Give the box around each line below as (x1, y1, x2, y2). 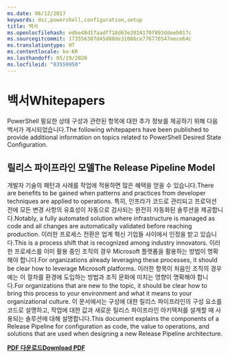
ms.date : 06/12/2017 (7, 10, 67, 17)
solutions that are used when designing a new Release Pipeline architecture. (7, 330, 223, 338)
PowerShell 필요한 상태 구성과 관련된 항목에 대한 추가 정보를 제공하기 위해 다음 (7, 117, 218, 125)
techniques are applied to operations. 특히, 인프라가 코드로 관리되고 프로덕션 (7, 197, 218, 206)
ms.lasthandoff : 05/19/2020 (7, 55, 88, 62)
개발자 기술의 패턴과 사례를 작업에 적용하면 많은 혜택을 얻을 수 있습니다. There (7, 181, 214, 189)
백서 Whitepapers (7, 93, 105, 108)
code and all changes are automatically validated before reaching (7, 222, 192, 230)
